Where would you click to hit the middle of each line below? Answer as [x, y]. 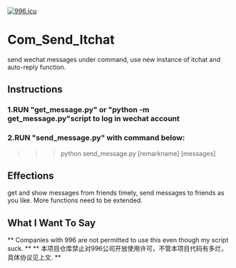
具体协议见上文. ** [34, 257]
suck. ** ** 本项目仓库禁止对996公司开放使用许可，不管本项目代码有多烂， [118, 249]
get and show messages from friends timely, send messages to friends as [116, 193]
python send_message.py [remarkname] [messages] [138, 153]
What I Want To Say [52, 223]
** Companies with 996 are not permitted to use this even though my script [118, 240]
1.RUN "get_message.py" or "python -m [78, 110]
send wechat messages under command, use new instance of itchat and [114, 59]
